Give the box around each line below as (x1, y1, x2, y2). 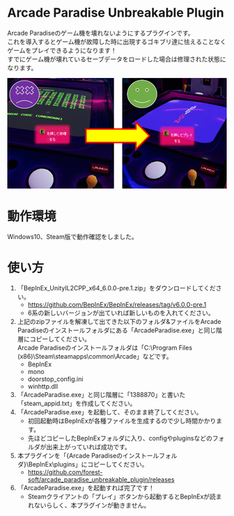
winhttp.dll (27, 382, 58, 391)
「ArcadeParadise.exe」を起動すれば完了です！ (17, 484, 155, 492)
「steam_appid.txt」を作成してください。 (17, 399, 136, 408)
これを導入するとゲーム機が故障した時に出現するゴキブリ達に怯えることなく (7, 37, 226, 46)
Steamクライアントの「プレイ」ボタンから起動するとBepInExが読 (27, 492, 216, 501)
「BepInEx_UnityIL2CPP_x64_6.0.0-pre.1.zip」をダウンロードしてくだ (17, 284, 216, 292)
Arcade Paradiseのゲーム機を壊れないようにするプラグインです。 (7, 29, 194, 37)
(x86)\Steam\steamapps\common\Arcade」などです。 (17, 352, 173, 361)
